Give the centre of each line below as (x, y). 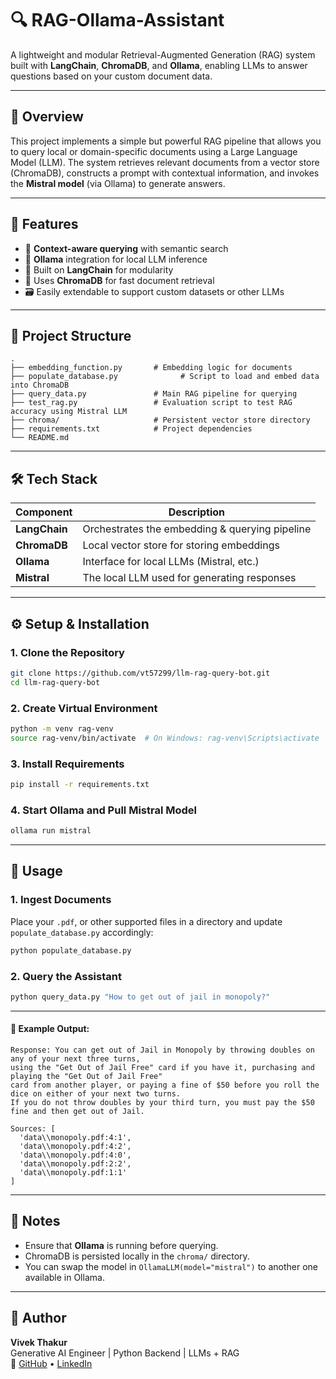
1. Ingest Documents (61, 900)
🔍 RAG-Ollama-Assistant (117, 20)
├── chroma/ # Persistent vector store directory (160, 420)
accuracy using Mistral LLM (69, 412)
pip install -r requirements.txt (80, 784)
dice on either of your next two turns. (96, 1093)
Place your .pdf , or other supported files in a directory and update (146, 921)
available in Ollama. (64, 1277)
